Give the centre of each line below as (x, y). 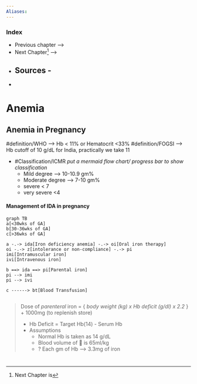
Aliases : (17, 11)
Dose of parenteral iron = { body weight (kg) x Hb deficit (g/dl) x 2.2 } (104, 306)
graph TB (17, 218)
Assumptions (45, 330)
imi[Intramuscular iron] (36, 254)
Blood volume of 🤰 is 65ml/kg (74, 342)
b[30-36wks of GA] (28, 229)
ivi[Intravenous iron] (34, 259)
